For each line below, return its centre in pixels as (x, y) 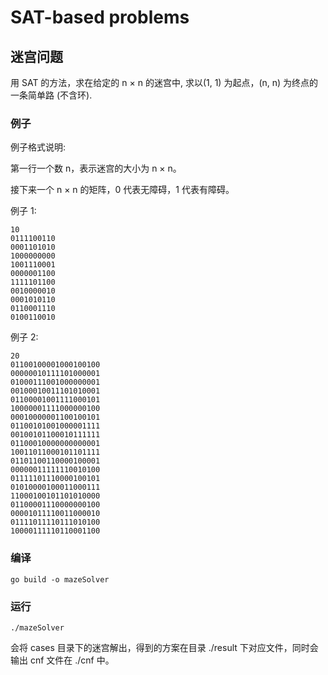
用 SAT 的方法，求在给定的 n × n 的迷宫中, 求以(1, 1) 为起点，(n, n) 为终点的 (164, 82)
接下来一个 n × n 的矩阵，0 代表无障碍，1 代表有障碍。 (122, 190)
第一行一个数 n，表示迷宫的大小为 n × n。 (96, 168)
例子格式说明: (38, 147)
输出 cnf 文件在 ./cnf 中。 (62, 660)
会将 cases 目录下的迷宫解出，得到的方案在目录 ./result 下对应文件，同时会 (164, 647)
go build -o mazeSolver (60, 579)
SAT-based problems (100, 17)
